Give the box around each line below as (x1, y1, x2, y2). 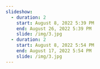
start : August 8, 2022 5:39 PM (16, 20, 95, 26)
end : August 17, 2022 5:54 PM (16, 48, 92, 54)
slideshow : (5, 8, 33, 15)
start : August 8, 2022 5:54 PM (16, 43, 95, 49)
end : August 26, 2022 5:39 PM (16, 25, 92, 32)
